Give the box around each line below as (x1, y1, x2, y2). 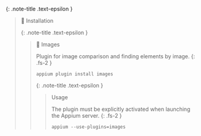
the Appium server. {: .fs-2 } (51, 112, 122, 119)
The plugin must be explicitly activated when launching (51, 105, 191, 113)
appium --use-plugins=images (51, 124, 126, 130)
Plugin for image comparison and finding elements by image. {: (36, 53, 195, 60)
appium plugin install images (36, 71, 114, 77)
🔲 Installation (20, 17, 54, 24)
